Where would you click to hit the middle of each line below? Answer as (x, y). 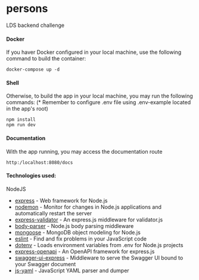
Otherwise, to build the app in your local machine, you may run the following (100, 96)
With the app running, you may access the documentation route (84, 151)
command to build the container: (46, 59)
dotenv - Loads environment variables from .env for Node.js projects (99, 245)
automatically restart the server (53, 213)
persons (27, 9)
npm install (21, 120)
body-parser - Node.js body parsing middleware (74, 226)
